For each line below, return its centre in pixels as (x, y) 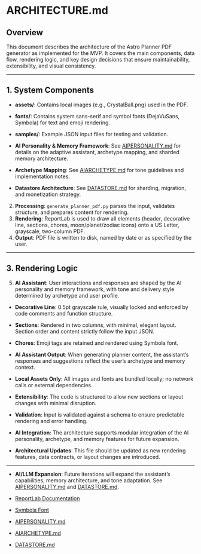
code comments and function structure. (64, 313)
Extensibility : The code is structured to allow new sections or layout (99, 397)
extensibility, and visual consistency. (51, 66)
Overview (25, 33)
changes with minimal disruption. (56, 403)
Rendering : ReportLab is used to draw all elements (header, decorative (102, 218)
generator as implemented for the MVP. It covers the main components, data (100, 53)
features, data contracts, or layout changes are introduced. (87, 457)
